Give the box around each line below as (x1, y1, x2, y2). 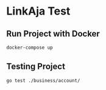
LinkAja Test (6, 4, 71, 18)
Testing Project (6, 61, 66, 72)
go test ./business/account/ (6, 77, 80, 83)
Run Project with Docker (6, 29, 101, 39)
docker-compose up (6, 44, 53, 50)
